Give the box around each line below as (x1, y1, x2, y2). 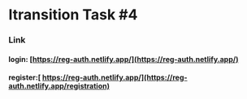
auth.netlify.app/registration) (8, 81, 110, 91)
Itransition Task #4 (8, 6, 138, 24)
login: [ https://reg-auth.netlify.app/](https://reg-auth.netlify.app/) (8, 54, 239, 64)
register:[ (8, 72, 41, 82)
